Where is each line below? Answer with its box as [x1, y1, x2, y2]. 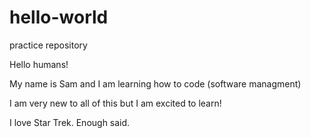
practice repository [9, 39, 88, 51]
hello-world [9, 6, 109, 29]
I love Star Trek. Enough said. [9, 116, 131, 128]
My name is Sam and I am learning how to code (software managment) [9, 77, 302, 90]
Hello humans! [9, 58, 69, 70]
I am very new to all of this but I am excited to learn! [9, 97, 222, 109]
